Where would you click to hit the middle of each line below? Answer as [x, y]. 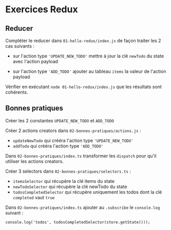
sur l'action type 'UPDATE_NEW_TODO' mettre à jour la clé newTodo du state [88, 56]
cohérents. [17, 92]
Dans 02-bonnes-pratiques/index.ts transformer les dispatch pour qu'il [81, 156]
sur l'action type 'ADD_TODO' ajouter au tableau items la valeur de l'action [89, 71]
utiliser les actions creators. [35, 161]
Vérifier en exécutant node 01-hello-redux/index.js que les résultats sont [83, 87]
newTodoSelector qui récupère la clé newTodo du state [70, 186]
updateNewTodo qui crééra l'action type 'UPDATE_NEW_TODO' [73, 140]
